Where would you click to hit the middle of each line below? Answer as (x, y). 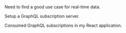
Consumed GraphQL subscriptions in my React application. (63, 25)
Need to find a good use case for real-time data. (53, 7)
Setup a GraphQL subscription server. (42, 16)
